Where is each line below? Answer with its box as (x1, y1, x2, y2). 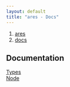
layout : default (6, 8, 46, 15)
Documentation (6, 53, 65, 63)
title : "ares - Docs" (6, 14, 59, 20)
